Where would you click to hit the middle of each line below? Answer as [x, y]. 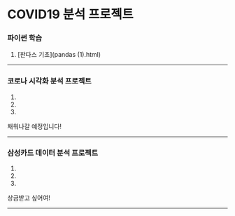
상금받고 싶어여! [29, 198]
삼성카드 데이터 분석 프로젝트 [53, 153]
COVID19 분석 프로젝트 [71, 14]
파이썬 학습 [25, 38]
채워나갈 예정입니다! [34, 126]
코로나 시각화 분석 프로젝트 [50, 81]
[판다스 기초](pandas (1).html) [59, 55]
